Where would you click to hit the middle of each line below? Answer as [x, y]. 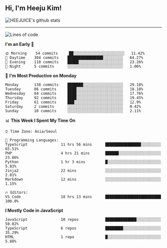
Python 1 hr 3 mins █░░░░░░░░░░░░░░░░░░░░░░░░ [83, 162]
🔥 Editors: [17, 192]
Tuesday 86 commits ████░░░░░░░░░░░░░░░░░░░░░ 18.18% [74, 89]
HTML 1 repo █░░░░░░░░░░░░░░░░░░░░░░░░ [83, 237]
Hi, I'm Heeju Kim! [34, 8]
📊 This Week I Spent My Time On [40, 120]
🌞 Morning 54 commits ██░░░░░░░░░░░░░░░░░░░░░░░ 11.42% [75, 53]
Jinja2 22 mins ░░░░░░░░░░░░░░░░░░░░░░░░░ [83, 171]
